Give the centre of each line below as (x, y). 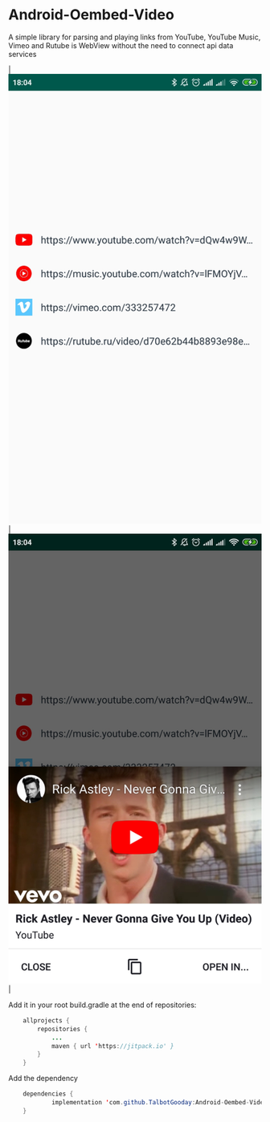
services (22, 54)
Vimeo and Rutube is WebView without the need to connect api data (121, 45)
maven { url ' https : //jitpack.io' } (112, 1046)
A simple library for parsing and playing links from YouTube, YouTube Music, (135, 37)
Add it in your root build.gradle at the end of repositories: (102, 1005)
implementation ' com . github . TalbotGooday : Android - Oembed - (150, 1103)
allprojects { (46, 1020)
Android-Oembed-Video (91, 15)
